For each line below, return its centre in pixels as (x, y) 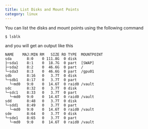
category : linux (21, 14)
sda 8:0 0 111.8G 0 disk (41, 58)
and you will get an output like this (39, 45)
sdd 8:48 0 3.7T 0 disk (41, 101)
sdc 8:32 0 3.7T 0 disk (41, 88)
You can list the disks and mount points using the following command (74, 28)
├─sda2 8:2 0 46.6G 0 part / (44, 67)
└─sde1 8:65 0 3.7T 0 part (41, 118)
